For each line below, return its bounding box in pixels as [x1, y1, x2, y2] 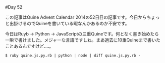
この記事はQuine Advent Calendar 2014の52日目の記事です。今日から [5, 14, 147, 20]
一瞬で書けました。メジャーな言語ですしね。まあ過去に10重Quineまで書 [5, 37, 152, 43]
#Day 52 [5, 4, 23, 10]
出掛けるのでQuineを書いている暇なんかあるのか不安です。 [9, 21, 130, 26]
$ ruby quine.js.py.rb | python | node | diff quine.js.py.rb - [5, 53, 141, 58]
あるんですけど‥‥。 [13, 43, 54, 49]
